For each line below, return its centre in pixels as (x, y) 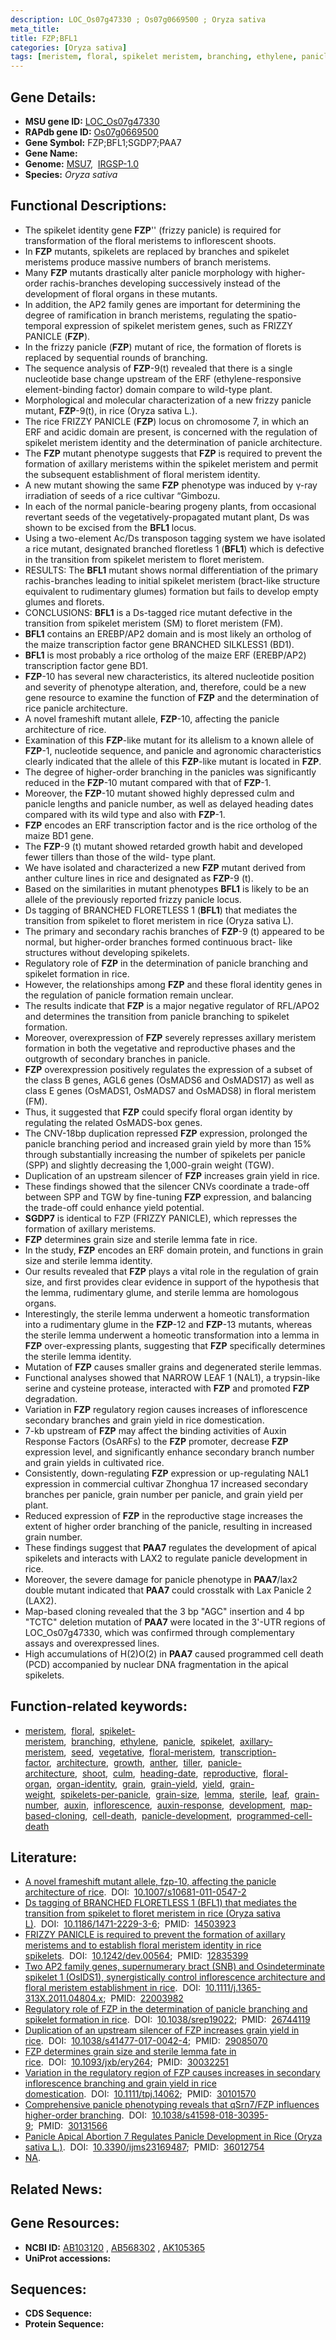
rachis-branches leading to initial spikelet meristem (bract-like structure (172, 580)
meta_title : (35, 29)
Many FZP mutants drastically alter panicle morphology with (148, 272)
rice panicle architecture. (76, 708)
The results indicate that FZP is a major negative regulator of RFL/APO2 (172, 1005)
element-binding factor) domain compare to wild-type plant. (148, 389)
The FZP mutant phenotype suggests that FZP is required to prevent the (173, 453)
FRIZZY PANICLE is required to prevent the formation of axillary (155, 1935)
